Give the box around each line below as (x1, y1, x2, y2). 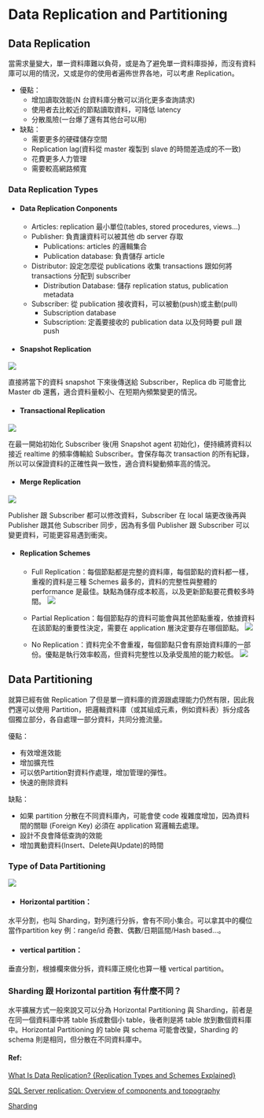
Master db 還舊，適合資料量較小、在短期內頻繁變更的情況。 (8, 387, 202, 397)
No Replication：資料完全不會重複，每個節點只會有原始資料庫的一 (31, 640, 244, 649)
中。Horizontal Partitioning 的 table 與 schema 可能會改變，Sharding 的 (8, 1024, 238, 1034)
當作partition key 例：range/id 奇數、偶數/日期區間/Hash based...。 (8, 926, 225, 935)
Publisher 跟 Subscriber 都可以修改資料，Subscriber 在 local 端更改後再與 (8, 510, 247, 520)
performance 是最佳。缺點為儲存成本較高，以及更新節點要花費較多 (31, 586, 247, 596)
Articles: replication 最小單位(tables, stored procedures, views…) (31, 222, 241, 231)
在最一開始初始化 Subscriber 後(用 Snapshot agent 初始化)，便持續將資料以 (8, 439, 252, 448)
